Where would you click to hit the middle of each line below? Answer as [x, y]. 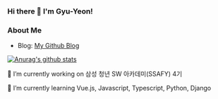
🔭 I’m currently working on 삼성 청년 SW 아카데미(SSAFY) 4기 [95, 74]
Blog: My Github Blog [48, 46]
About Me [25, 30]
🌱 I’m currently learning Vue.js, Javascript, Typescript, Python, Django [109, 88]
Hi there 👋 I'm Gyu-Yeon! [50, 11]
